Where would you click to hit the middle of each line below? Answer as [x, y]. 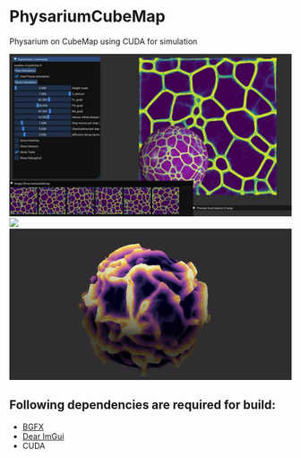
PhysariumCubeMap [87, 17]
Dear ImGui [43, 436]
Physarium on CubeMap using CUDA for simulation [103, 41]
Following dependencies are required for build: [142, 405]
